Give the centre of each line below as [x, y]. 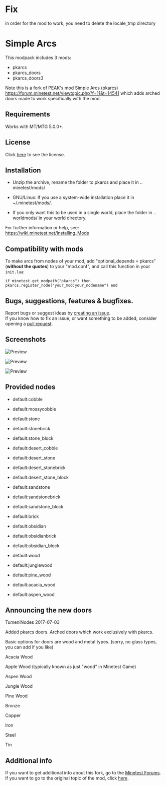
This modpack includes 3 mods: [38, 57]
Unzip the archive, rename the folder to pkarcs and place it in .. [77, 182]
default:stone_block [33, 438]
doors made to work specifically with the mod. [53, 98]
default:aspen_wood [34, 594]
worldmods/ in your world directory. [49, 218]
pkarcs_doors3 [28, 78]
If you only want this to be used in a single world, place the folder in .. [84, 213]
